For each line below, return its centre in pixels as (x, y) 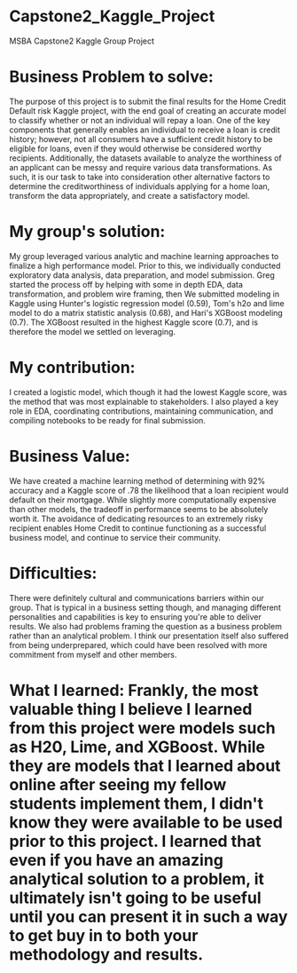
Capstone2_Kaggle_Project (112, 16)
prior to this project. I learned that (135, 841)
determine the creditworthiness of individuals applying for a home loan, (140, 186)
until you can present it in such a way (148, 917)
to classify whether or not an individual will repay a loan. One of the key (140, 120)
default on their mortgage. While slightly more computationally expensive (143, 500)
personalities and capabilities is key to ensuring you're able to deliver (135, 617)
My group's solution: (87, 232)
